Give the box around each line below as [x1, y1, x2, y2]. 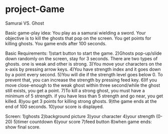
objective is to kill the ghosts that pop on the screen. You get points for [5, 35, 151, 41]
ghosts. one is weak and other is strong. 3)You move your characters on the [5, 61, 162, 67]
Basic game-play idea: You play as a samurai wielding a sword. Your [5, 30, 146, 36]
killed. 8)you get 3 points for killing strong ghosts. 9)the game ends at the [5, 98, 157, 104]
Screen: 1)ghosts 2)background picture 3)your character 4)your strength [5, 113, 155, 119]
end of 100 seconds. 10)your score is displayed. [5, 103, 104, 109]
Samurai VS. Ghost [5, 20, 44, 26]
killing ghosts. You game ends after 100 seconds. [5, 40, 107, 46]
